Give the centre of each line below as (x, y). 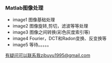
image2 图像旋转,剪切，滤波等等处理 (50, 26)
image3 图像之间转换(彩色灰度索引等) (51, 32)
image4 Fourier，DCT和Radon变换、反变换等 (60, 38)
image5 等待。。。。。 (32, 45)
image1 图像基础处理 (34, 20)
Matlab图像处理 (24, 7)
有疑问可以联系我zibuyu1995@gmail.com (48, 55)
